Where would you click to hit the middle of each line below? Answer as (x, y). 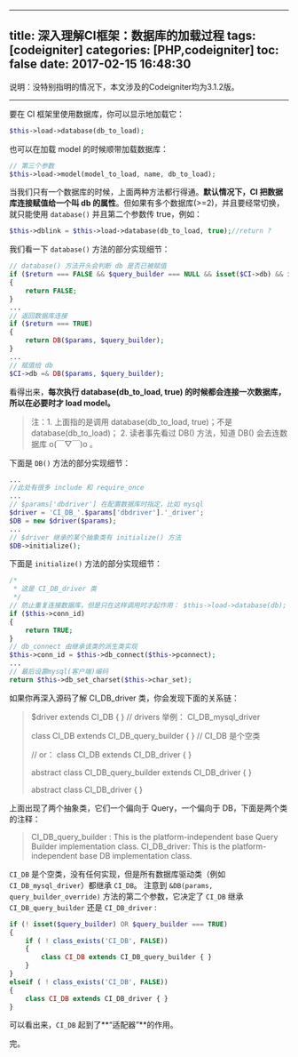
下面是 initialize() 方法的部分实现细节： (86, 564)
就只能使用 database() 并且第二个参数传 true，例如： (106, 214)
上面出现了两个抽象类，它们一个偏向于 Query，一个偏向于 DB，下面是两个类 (149, 808)
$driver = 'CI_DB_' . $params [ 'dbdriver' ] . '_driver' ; (106, 513)
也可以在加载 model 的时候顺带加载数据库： (89, 148)
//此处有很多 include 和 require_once (77, 488)
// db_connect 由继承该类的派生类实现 (74, 647)
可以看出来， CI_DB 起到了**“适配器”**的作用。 (94, 1025)
